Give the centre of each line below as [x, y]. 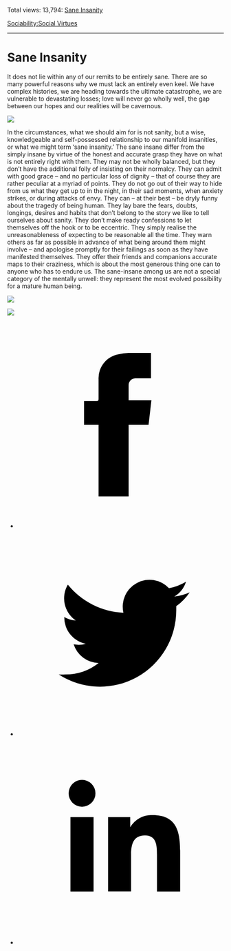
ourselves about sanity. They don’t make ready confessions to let [99, 220]
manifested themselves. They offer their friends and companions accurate [112, 256]
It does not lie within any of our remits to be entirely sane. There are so [107, 76]
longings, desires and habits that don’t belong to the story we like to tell [108, 212]
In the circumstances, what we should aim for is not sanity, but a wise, [107, 132]
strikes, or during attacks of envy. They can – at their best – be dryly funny [112, 198]
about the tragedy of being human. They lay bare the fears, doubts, [102, 205]
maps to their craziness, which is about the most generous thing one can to [114, 264]
